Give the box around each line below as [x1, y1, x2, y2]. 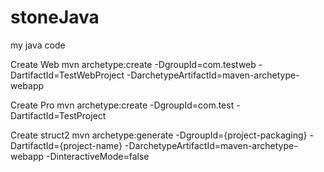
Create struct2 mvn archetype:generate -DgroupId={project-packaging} [10, 129, 308, 141]
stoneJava [10, 6, 100, 29]
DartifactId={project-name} [10, 139, 123, 151]
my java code [10, 39, 66, 51]
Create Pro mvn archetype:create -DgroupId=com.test [10, 99, 235, 111]
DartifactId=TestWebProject [10, 69, 125, 81]
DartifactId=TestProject [10, 109, 107, 121]
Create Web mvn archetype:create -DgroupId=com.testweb [10, 58, 257, 70]
